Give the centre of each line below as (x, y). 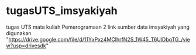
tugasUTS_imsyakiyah (62, 11)
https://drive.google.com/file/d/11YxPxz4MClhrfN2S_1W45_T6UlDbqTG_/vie (99, 39)
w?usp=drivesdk (26, 46)
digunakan (19, 33)
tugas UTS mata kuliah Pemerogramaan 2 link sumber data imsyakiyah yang (98, 27)
